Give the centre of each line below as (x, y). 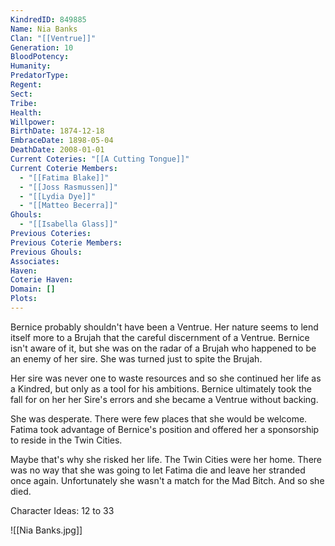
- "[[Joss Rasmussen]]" (68, 187)
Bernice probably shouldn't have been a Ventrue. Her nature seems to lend (164, 327)
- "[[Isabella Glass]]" (68, 224)
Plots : (24, 299)
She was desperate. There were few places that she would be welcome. (159, 418)
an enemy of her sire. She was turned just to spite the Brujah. (136, 358)
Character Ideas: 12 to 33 (62, 510)
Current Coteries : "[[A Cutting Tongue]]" (100, 159)
